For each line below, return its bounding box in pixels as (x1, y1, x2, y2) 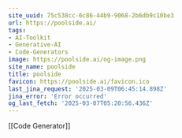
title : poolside (8, 70, 61, 78)
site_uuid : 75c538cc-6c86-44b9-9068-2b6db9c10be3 (8, 11, 175, 20)
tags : (8, 26, 26, 34)
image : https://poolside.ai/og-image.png (8, 56, 147, 64)
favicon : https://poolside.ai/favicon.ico (8, 77, 150, 85)
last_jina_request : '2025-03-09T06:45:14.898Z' (8, 84, 168, 93)
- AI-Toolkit (8, 33, 51, 42)
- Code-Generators (8, 48, 69, 56)
